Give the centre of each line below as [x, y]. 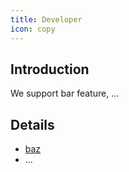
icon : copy [33, 29]
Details [32, 124]
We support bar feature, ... [65, 93]
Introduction [50, 69]
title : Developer [46, 19]
